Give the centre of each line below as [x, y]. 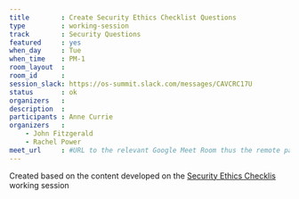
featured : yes [45, 42]
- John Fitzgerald [59, 134]
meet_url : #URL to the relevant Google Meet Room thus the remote [145, 150]
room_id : [37, 76]
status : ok [43, 92]
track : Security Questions [75, 34]
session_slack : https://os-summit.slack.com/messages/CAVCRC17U [131, 84]
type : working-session [69, 26]
